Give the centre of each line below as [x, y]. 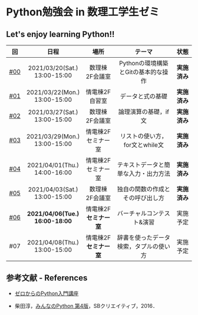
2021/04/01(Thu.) [53, 165]
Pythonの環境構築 [143, 63]
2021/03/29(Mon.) [53, 136]
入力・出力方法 [150, 173]
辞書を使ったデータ [144, 238]
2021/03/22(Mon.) [53, 92]
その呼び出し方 [144, 198]
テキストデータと [141, 165]
